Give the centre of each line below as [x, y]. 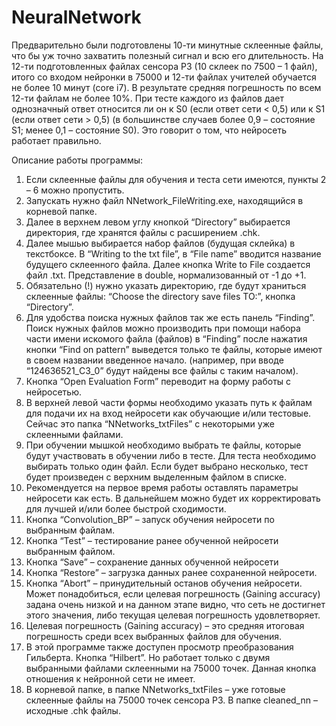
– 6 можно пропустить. [75, 190]
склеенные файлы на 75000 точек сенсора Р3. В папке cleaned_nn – [171, 700]
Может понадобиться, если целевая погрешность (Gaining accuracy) [173, 593]
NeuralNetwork [76, 17]
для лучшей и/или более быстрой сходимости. [126, 508]
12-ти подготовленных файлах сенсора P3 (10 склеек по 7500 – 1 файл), [164, 66]
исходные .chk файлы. [73, 710]
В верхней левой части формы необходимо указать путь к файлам [169, 402]
